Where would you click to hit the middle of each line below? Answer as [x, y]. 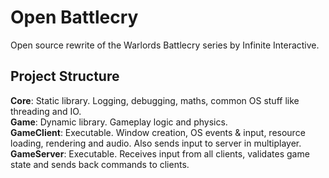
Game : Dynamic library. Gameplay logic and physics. [119, 122]
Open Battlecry [74, 17]
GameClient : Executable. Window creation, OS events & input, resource [158, 132]
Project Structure [65, 76]
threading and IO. [46, 111]
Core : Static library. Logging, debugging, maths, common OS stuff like [155, 100]
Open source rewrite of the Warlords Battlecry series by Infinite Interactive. [165, 45]
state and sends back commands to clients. [100, 164]
